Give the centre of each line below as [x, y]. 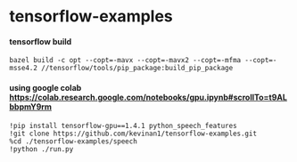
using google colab [45, 87]
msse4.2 [24, 69]
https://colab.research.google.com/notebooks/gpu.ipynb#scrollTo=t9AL [148, 97]
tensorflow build [41, 41]
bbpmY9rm [30, 106]
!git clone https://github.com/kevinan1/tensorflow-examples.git [133, 134]
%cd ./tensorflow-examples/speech [74, 141]
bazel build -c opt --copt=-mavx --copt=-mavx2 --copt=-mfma [125, 61]
